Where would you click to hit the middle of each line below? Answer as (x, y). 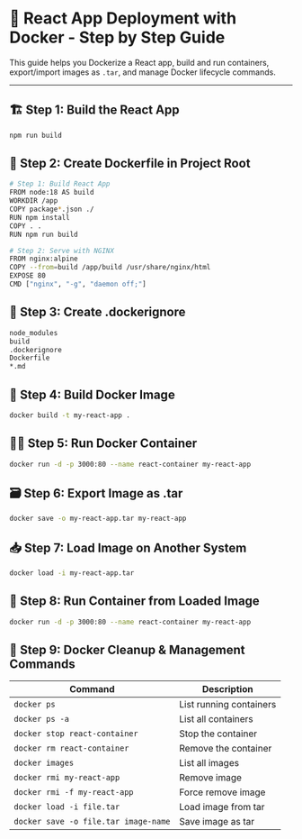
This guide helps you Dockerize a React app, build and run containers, (139, 62)
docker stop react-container (76, 734)
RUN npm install (40, 217)
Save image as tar (217, 822)
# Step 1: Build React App (60, 184)
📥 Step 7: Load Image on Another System (128, 547)
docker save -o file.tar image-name (92, 822)
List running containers (228, 705)
